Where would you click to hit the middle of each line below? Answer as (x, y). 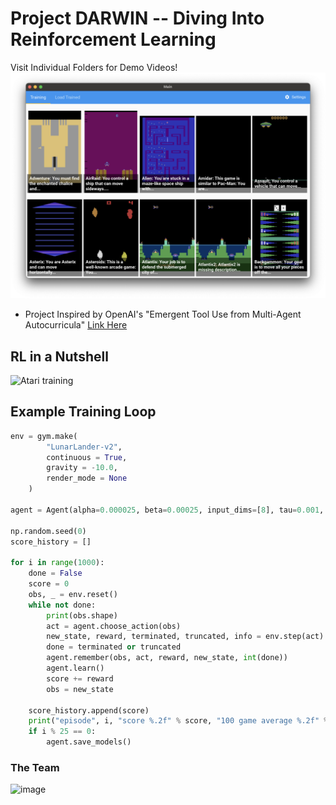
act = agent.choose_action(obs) (114, 626)
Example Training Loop (83, 412)
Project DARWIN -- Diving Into (137, 18)
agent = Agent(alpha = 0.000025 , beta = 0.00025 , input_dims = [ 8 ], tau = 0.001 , (167, 510)
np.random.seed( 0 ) (48, 531)
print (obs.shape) (82, 615)
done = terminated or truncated (114, 647)
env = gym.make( (44, 436)
